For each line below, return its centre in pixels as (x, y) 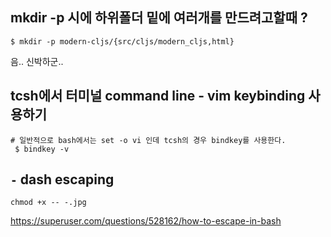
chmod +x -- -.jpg (48, 203)
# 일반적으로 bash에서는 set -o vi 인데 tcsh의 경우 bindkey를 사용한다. (148, 140)
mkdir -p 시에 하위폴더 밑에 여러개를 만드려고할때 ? (159, 18)
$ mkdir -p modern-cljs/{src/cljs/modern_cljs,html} (122, 41)
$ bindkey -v (42, 149)
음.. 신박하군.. (37, 61)
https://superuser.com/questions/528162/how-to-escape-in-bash (146, 221)
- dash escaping (62, 179)
